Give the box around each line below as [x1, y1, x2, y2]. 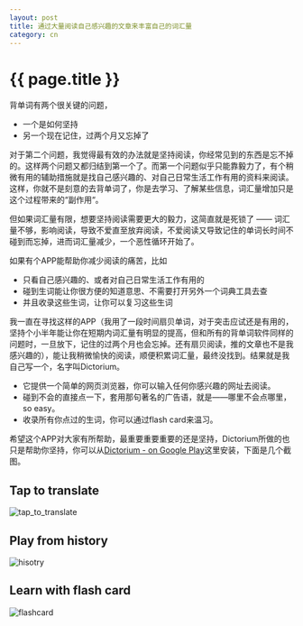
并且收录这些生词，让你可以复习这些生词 [22, 297, 173, 308]
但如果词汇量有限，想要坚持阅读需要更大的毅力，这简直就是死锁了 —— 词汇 [9, 214, 290, 225]
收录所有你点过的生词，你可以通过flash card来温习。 [22, 414, 218, 425]
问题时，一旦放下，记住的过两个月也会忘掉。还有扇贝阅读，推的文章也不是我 [9, 339, 294, 350]
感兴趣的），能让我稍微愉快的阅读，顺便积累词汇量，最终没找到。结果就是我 [9, 350, 290, 361]
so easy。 [22, 403, 60, 414]
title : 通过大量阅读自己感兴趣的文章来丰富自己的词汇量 [9, 22, 192, 31]
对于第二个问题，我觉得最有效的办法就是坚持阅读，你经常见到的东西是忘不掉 [9, 150, 294, 161]
